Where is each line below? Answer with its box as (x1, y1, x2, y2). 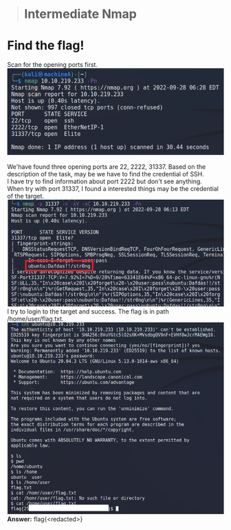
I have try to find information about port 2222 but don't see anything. (7, 177, 203, 185)
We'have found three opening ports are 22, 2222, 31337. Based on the (7, 163, 206, 171)
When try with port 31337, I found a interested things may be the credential (7, 185, 219, 193)
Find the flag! (7, 38, 85, 54)
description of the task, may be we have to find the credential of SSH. (7, 170, 204, 179)
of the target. (7, 192, 45, 201)
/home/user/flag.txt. (7, 315, 64, 323)
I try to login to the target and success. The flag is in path (7, 307, 170, 316)
